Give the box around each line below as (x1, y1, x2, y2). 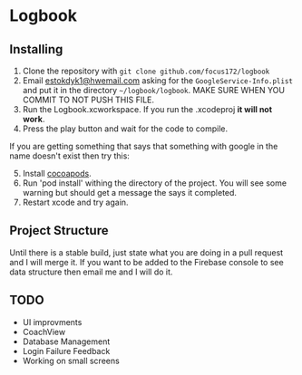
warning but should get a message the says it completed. (22, 187, 238, 197)
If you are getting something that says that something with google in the (9, 141, 278, 151)
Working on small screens (22, 355, 120, 366)
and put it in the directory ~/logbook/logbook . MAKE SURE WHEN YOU (22, 85, 286, 95)
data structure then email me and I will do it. (9, 266, 173, 277)
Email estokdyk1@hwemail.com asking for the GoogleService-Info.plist (22, 75, 293, 86)
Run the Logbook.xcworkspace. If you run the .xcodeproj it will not (22, 104, 273, 114)
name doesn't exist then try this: (9, 150, 130, 161)
